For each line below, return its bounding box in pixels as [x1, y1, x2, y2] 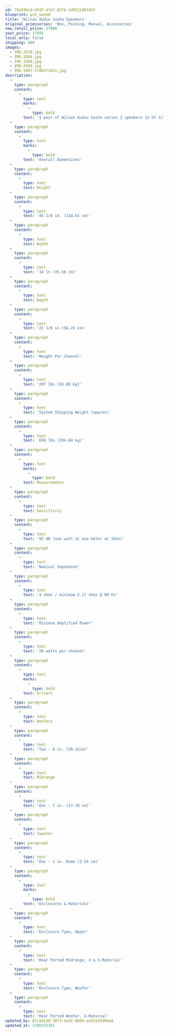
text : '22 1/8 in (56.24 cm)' [23, 326, 87, 331]
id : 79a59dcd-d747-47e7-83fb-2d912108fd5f [5, 7, 96, 13]
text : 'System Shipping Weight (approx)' [23, 410, 112, 415]
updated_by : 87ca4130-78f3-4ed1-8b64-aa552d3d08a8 [5, 1018, 114, 1023]
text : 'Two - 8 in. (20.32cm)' [23, 747, 89, 752]
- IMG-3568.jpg [10, 59, 42, 64]
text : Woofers [23, 718, 53, 724]
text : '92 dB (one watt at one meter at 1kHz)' [23, 536, 125, 541]
